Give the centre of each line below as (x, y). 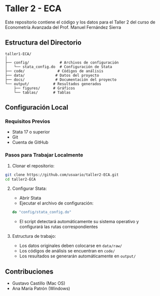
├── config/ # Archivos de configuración (62, 62)
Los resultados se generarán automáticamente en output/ (78, 256)
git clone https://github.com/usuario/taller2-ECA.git (62, 175)
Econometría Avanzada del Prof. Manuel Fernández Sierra (63, 27)
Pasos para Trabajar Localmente (44, 155)
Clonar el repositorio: (33, 166)
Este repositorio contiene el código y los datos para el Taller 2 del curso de (80, 22)
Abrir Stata (30, 198)
